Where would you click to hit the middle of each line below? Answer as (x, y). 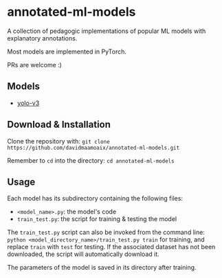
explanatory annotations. (42, 38)
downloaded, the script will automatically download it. (83, 254)
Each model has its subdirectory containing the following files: (95, 198)
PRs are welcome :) (34, 65)
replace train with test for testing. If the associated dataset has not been (111, 247)
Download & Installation (59, 125)
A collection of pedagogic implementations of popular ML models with (107, 31)
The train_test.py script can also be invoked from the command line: (106, 232)
